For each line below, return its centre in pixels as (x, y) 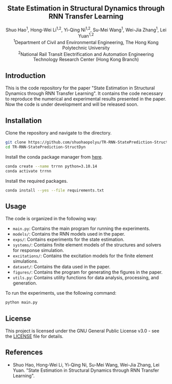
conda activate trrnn (28, 171)
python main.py (21, 302)
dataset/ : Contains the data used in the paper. (61, 267)
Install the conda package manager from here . (54, 157)
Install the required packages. (37, 181)
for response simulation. (38, 251)
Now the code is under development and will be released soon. (72, 104)
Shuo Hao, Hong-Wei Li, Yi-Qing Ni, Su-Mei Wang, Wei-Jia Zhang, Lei (86, 364)
